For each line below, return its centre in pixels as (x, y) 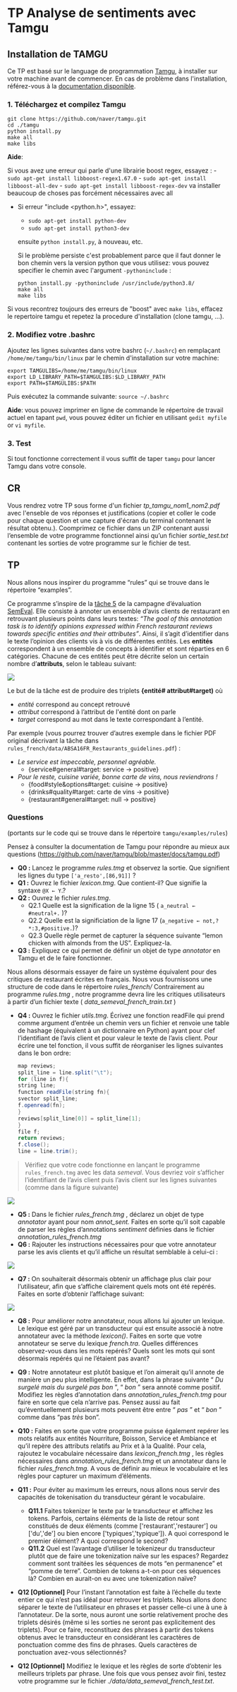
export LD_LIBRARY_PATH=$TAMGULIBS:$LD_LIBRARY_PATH (86, 377)
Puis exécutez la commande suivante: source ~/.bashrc (88, 396)
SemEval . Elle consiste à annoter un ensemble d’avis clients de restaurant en (119, 611)
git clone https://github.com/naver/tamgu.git (77, 119)
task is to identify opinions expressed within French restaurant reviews (110, 626)
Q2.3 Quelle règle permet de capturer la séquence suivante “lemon (126, 935)
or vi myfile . (26, 425)
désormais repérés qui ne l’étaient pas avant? (84, 1358)
